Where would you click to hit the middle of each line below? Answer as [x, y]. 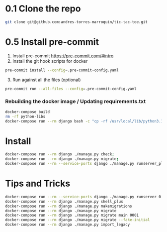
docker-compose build [28, 112]
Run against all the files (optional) [46, 80]
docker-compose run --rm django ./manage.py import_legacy [68, 225]
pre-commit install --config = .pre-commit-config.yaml [62, 70]
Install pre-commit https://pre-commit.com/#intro [63, 56]
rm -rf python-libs [25, 116]
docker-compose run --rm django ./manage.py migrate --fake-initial [78, 220]
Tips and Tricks [38, 183]
